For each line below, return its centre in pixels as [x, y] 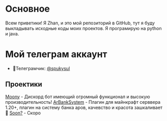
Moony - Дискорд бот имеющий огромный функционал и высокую [78, 97]
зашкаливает [148, 107]
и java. [12, 34]
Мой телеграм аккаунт [56, 54]
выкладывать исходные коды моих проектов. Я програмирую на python [83, 28]
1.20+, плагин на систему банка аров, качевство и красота [69, 107]
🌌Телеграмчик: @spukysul [41, 68]
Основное [27, 9]
